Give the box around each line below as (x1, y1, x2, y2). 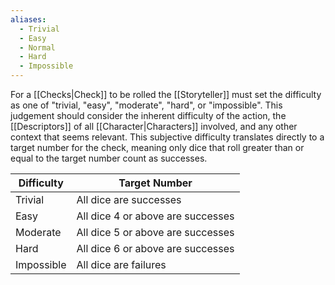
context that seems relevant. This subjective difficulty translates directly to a (10, 131, 325, 143)
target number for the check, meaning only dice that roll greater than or (10, 142, 305, 153)
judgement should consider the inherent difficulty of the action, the (10, 110, 287, 121)
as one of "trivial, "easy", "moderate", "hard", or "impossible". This (10, 99, 283, 111)
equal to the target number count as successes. (10, 152, 208, 164)
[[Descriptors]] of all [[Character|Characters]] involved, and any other (10, 121, 298, 132)
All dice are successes (76, 193, 182, 206)
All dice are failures (76, 258, 167, 271)
